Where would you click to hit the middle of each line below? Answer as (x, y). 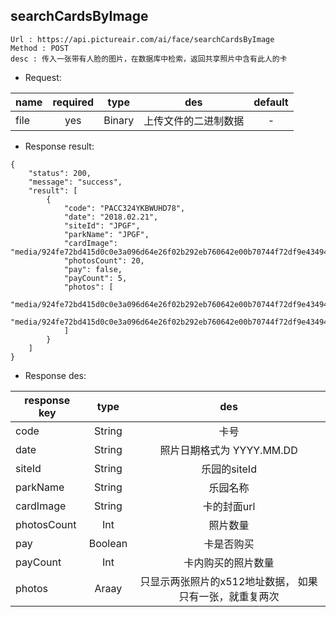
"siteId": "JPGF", (102, 225)
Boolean (108, 543)
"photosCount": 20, (104, 260)
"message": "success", (75, 182)
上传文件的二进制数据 (194, 121)
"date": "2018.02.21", (111, 217)
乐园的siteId (229, 469)
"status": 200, (60, 173)
